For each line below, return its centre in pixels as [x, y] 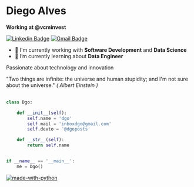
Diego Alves [36, 11]
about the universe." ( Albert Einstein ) [52, 85]
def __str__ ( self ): [41, 140]
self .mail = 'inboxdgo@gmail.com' [69, 124]
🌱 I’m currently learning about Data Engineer [69, 56]
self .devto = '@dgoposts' [59, 129]
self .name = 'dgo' [50, 118]
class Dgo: [19, 102]
